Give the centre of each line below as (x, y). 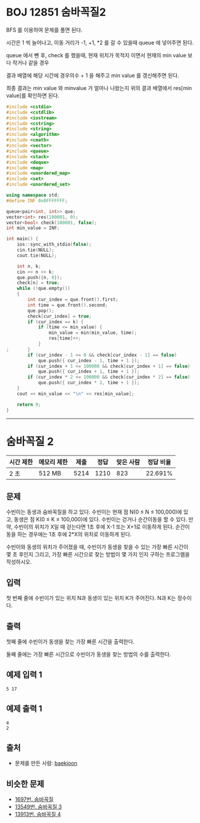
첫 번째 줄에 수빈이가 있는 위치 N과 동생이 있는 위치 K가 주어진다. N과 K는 (91, 598)
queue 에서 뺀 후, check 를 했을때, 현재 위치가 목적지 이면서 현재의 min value (96, 55)
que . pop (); (41, 311)
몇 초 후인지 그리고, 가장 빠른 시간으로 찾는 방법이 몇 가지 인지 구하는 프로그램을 (98, 555)
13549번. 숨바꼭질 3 (38, 807)
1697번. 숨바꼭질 (34, 799)
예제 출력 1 (24, 709)
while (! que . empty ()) (43, 289)
